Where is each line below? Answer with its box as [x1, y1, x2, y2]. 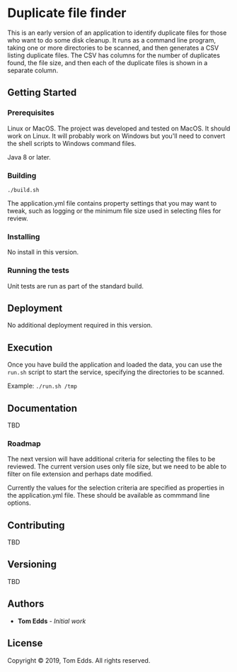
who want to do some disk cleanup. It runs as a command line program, [7, 35, 216, 44]
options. [7, 498, 32, 508]
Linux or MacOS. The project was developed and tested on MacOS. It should [7, 124, 231, 133]
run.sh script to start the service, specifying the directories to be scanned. [7, 368, 225, 376]
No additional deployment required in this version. [7, 321, 153, 330]
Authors [7, 598, 45, 610]
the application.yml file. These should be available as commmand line [7, 491, 210, 500]
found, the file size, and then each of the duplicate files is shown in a [7, 58, 208, 67]
